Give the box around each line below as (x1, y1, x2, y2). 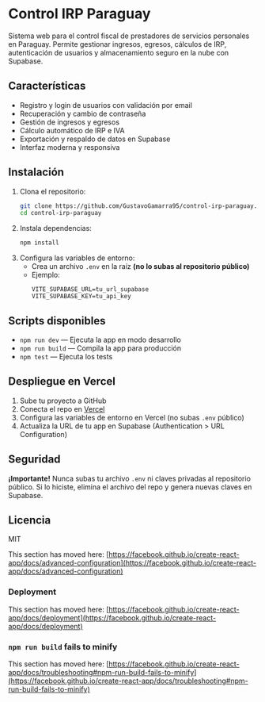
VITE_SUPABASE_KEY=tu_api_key (31, 293, 132, 301)
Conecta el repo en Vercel (19, 404, 105, 413)
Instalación (8, 166, 65, 179)
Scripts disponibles (8, 314, 106, 328)
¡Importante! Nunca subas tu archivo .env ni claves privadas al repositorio (8, 474, 252, 483)
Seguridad (8, 453, 61, 466)
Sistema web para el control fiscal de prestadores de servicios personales (8, 31, 250, 40)
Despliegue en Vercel (8, 374, 116, 389)
